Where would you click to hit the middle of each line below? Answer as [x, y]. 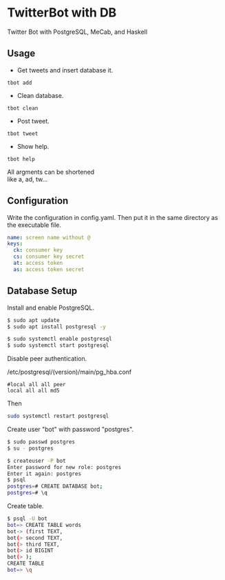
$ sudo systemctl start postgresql [58, 346]
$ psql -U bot [28, 519]
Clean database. [40, 95]
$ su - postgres [30, 448]
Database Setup [42, 291]
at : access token [38, 263]
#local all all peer [37, 385]
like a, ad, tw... [28, 179]
